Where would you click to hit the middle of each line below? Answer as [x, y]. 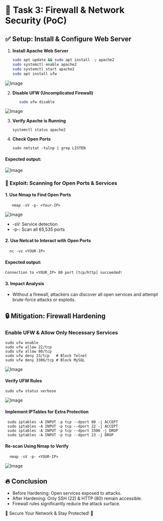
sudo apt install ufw [34, 74]
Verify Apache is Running [39, 121]
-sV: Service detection [35, 224]
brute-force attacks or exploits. [44, 300]
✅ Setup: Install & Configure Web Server [68, 39]
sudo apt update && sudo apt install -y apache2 [63, 60]
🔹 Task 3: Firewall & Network [65, 10]
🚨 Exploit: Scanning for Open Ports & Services [61, 183]
